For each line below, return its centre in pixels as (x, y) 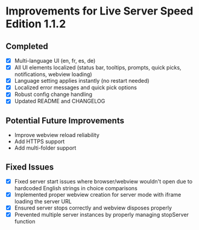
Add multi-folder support (45, 148)
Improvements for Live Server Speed (99, 11)
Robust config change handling (53, 94)
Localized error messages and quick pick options (75, 88)
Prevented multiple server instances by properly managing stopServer (102, 215)
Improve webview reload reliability (57, 135)
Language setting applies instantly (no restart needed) (82, 81)
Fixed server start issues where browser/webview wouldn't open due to (103, 181)
